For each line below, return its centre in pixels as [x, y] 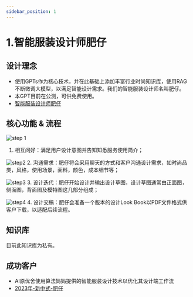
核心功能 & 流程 [34, 124]
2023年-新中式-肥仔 [39, 288]
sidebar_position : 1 [31, 11]
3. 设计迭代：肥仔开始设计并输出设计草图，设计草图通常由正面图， [107, 182]
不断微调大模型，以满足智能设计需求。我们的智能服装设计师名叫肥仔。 [99, 88]
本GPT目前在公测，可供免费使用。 [56, 96]
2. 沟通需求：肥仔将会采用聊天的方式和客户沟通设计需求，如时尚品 [107, 163]
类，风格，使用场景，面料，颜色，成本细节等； [62, 170]
